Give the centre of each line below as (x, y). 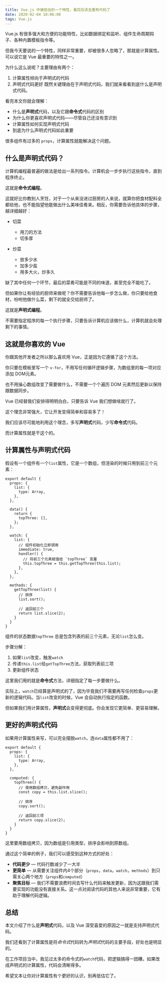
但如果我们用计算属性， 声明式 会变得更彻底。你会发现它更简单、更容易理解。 (83, 707)
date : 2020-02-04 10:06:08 (33, 14)
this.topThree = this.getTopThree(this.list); (72, 563)
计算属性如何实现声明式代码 (41, 124)
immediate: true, (36, 549)
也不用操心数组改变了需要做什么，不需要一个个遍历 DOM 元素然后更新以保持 (83, 384)
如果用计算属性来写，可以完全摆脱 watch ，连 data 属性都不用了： (70, 738)
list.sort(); (32, 599)
